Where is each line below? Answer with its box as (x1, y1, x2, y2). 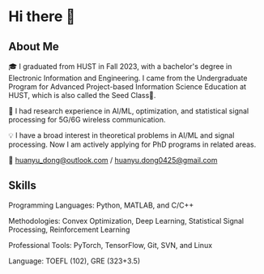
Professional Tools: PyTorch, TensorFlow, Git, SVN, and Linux (8, 240, 213, 250)
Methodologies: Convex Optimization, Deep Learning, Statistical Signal (8, 216, 245, 225)
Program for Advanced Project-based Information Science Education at (8, 82, 247, 92)
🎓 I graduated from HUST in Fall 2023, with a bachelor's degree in (8, 62, 232, 71)
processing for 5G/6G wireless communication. (8, 115, 166, 124)
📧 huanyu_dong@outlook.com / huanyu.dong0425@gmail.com (8, 156, 218, 165)
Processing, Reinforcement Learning (8, 225, 130, 234)
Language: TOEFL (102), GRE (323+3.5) (8, 255, 141, 266)
